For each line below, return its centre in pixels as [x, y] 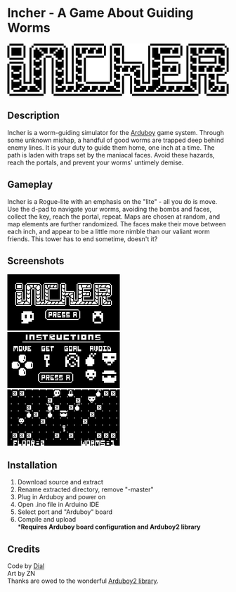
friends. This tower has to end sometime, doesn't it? [83, 239]
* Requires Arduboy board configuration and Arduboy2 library [109, 527]
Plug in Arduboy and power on [61, 497]
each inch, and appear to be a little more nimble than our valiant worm [109, 231]
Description [33, 116]
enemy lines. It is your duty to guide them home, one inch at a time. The [111, 147]
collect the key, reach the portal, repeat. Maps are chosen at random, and [113, 217]
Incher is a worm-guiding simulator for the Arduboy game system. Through [116, 132]
